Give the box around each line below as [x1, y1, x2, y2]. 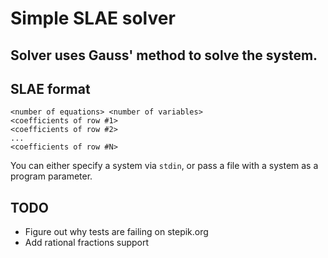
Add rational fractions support [24, 237, 150, 249]
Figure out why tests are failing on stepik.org [24, 226, 209, 238]
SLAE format [10, 80, 91, 97]
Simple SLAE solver [10, 7, 176, 30]
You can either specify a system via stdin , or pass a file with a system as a [10, 160, 319, 172]
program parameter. [10, 170, 93, 182]
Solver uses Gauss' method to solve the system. [10, 47, 318, 64]
